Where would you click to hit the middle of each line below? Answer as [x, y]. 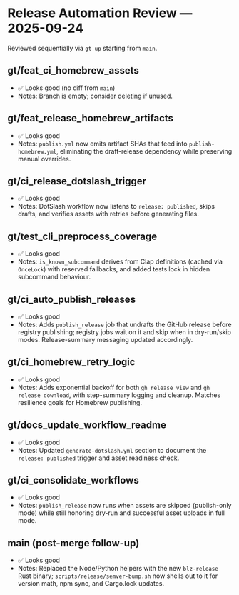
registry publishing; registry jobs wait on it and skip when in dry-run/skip [124, 332]
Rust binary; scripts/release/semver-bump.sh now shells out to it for [118, 576]
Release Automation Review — [100, 13]
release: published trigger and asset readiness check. [98, 458]
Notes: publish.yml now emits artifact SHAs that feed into [102, 144]
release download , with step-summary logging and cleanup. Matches [119, 395]
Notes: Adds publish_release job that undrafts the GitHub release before [124, 324]
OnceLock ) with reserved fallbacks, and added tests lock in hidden [114, 269]
